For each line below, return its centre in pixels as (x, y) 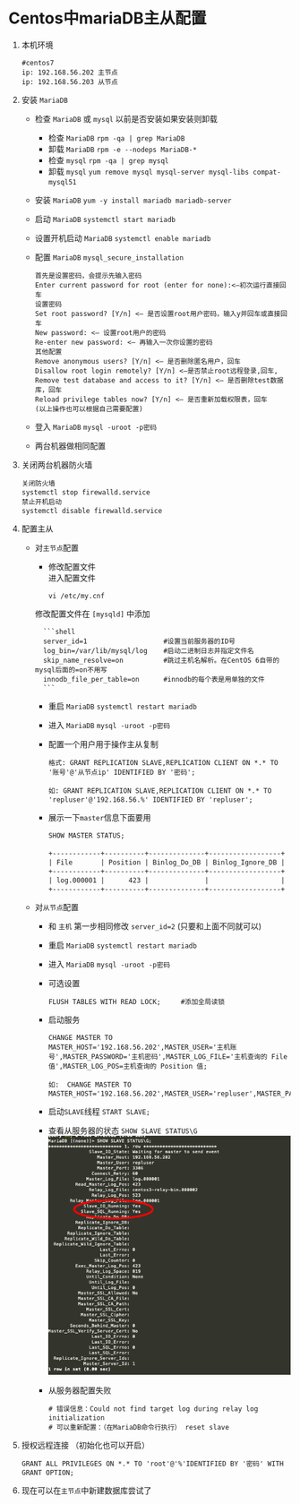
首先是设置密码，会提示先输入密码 (88, 275)
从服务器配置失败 (80, 1390)
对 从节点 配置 (57, 907)
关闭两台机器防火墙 (57, 464)
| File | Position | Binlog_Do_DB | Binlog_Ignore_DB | (167, 862)
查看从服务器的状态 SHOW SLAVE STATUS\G (123, 1130)
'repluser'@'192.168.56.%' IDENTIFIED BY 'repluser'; (150, 799)
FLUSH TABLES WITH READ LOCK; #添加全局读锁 (137, 1001)
